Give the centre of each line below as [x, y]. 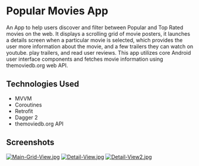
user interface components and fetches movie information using [85, 59]
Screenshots [30, 142]
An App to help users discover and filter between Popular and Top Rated [95, 27]
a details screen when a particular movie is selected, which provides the [94, 40]
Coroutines [28, 105]
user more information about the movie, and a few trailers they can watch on [100, 46]
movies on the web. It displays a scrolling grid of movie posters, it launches [98, 33]
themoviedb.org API [39, 124]
